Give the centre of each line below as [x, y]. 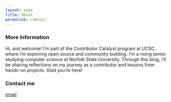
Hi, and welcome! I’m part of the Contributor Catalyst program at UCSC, [81, 48]
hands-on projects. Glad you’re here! [44, 70]
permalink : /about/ [26, 19]
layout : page [19, 10]
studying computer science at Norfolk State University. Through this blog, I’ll [86, 59]
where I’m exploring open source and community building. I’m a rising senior [86, 54]
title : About [19, 15]
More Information [27, 37]
